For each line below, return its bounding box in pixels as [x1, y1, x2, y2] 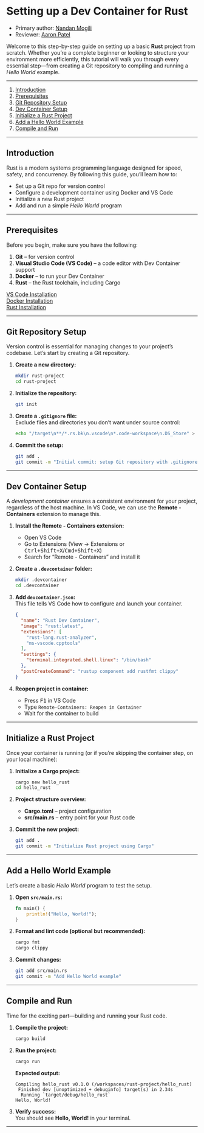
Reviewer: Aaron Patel [15, 30, 71, 38]
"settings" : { [21, 652, 56, 658]
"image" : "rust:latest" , [21, 623, 84, 629]
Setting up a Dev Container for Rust [6, 4, 188, 18]
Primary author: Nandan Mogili [15, 24, 92, 32]
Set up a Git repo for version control [15, 182, 105, 190]
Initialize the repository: [15, 390, 77, 397]
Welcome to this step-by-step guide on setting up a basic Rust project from [6, 43, 195, 50]
